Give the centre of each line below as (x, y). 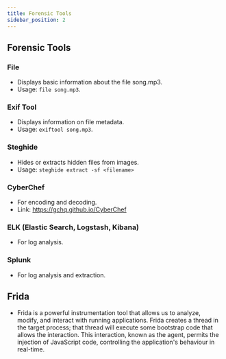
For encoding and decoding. (57, 202)
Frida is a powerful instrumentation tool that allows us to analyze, (109, 313)
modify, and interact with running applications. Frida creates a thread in (118, 321)
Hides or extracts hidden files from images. (78, 162)
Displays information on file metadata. (71, 122)
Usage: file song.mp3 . (49, 89)
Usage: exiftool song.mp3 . (55, 129)
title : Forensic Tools (39, 13)
